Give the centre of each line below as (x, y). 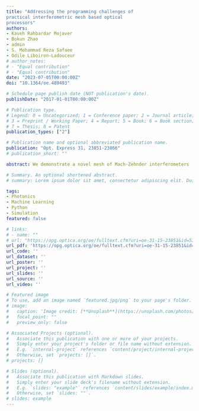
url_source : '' (25, 279)
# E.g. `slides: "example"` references (58, 388)
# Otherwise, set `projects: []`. (51, 355)
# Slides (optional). (33, 371)
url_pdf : (17, 246)
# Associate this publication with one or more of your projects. (92, 339)
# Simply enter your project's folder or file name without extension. (99, 344)
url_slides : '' (25, 273)
